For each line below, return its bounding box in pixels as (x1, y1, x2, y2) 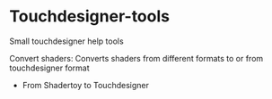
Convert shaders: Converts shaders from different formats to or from (9, 53, 264, 63)
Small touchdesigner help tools (9, 36, 124, 46)
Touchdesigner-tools (9, 6, 171, 27)
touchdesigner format (9, 62, 90, 73)
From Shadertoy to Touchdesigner (22, 79, 150, 90)
